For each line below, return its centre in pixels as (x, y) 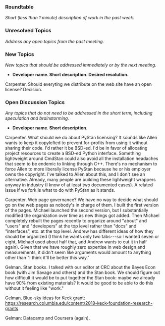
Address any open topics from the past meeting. (55, 41)
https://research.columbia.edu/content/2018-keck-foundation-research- (79, 303)
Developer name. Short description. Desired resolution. (70, 74)
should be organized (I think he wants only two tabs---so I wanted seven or (82, 237)
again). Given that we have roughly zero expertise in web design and (75, 247)
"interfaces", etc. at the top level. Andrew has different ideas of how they (79, 231)
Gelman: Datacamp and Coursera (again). (48, 318)
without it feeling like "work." (34, 288)
